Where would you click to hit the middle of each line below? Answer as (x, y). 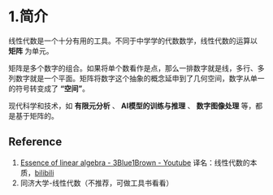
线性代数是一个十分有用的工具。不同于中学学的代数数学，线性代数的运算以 (133, 41)
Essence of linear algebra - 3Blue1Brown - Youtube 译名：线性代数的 (135, 162)
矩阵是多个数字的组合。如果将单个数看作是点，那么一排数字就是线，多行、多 (136, 68)
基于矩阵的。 (37, 115)
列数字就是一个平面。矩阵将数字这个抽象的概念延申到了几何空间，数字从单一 (136, 78)
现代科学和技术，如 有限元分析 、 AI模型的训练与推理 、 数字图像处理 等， (132, 106)
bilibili (44, 172)
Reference (35, 142)
